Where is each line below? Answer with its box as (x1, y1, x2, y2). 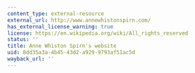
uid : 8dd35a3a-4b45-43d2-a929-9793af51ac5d (7, 49, 136, 56)
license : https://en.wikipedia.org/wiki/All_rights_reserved (7, 29, 189, 37)
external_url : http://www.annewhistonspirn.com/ (7, 17, 151, 24)
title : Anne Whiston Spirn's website (7, 42, 117, 49)
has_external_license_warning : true (7, 23, 114, 30)
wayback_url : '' (7, 56, 54, 63)
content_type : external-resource (7, 10, 104, 17)
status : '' (7, 36, 39, 43)
